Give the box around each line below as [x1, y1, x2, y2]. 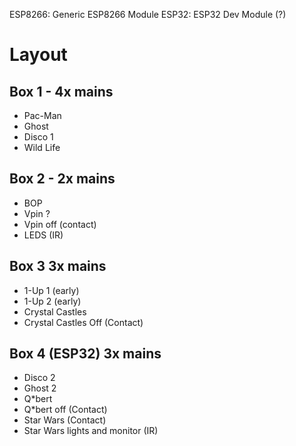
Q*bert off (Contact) [23, 404, 108, 416]
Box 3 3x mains [9, 258, 107, 275]
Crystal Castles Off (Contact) [23, 316, 144, 328]
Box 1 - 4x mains [9, 83, 114, 100]
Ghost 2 [23, 382, 57, 394]
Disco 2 [23, 372, 56, 384]
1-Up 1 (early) [23, 284, 80, 296]
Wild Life [23, 142, 61, 153]
